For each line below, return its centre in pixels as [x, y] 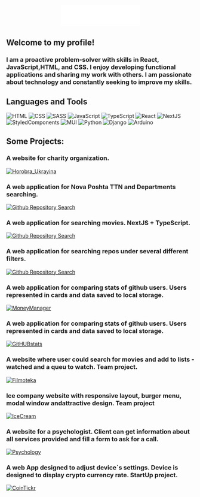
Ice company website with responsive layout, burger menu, [94, 395]
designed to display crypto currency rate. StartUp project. [92, 475]
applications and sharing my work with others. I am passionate [99, 75]
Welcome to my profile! [50, 43]
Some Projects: [35, 141]
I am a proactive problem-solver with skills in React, [83, 60]
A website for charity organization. [58, 158]
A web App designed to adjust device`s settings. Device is [92, 468]
